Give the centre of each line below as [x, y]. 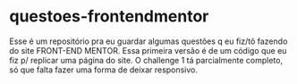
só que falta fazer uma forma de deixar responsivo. [104, 70]
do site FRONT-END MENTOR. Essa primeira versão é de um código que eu [148, 50]
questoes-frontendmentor [109, 17]
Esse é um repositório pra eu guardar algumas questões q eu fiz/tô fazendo [148, 41]
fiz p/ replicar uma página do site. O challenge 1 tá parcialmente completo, [146, 60]
